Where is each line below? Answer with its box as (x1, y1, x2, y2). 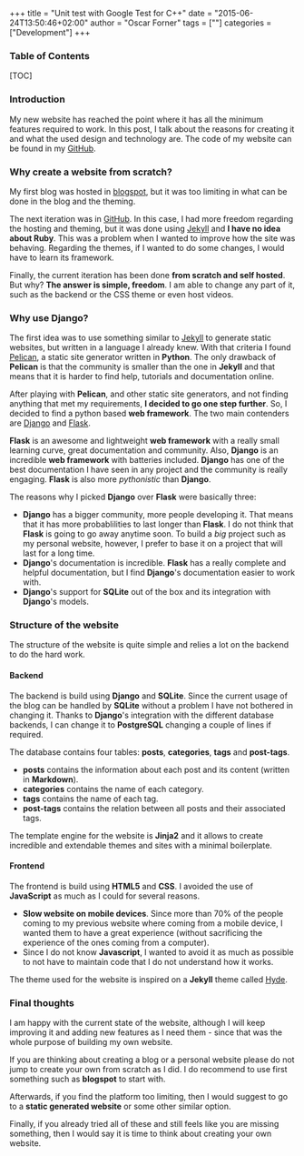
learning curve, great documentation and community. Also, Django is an (9, 445, 279, 456)
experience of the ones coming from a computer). (22, 937, 210, 948)
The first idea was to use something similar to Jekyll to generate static (9, 332, 272, 344)
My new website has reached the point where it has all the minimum (9, 114, 264, 125)
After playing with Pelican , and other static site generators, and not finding (9, 388, 289, 399)
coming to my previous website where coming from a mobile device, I (22, 918, 283, 929)
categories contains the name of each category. (22, 783, 204, 794)
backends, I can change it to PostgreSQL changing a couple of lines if (9, 719, 272, 730)
